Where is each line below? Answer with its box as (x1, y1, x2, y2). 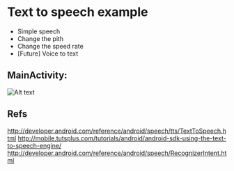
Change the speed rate (17, 42, 84, 50)
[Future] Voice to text (17, 49, 79, 58)
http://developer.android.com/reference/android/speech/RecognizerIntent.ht (7, 149, 227, 157)
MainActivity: (7, 70, 68, 81)
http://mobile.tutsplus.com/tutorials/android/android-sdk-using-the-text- (17, 133, 226, 142)
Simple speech (17, 27, 61, 35)
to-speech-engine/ (7, 141, 62, 149)
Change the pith (17, 34, 64, 42)
